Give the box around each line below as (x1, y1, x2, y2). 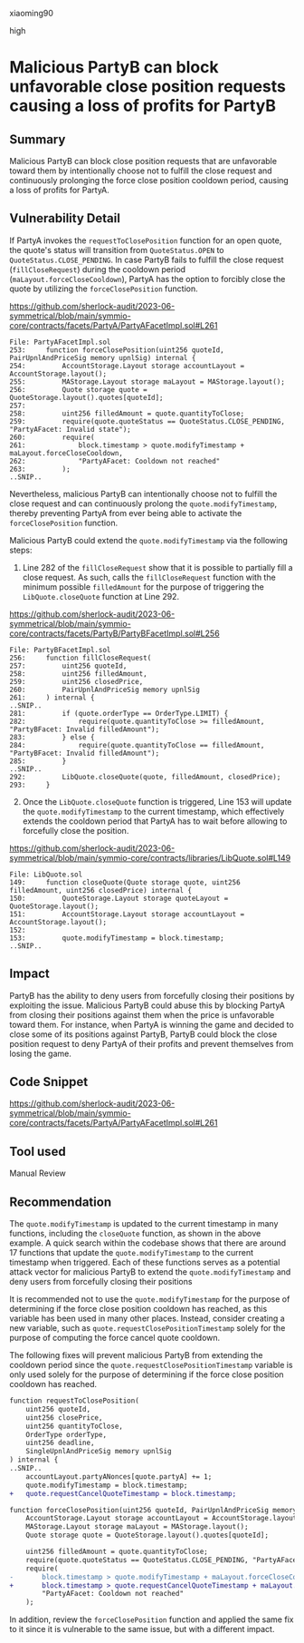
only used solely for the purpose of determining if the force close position (9, 1369, 284, 1380)
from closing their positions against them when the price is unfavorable (9, 1009, 275, 1020)
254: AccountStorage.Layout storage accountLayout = (9, 361, 245, 370)
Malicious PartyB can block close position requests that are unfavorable (9, 156, 278, 166)
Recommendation (9, 1194, 111, 1209)
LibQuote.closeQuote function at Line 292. (22, 591, 179, 601)
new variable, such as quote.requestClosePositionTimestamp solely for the (9, 1323, 286, 1334)
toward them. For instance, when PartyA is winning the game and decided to (9, 1019, 294, 1030)
